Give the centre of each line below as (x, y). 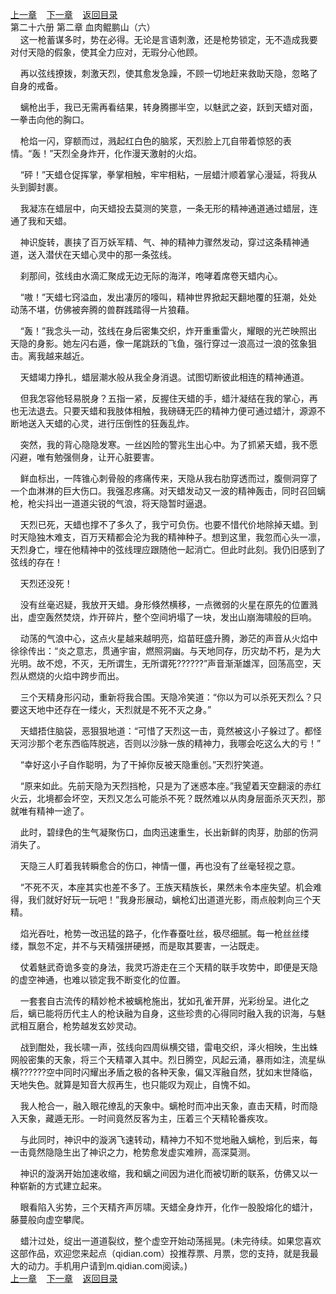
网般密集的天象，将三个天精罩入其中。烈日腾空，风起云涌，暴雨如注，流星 (163, 1059)
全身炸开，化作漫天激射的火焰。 (136, 153)
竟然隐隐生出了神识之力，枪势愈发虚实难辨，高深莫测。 (141, 1152)
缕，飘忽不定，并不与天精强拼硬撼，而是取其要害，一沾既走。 (137, 946)
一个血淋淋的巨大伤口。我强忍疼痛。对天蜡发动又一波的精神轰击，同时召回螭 (168, 491)
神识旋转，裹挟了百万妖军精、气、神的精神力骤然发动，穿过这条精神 (160, 242)
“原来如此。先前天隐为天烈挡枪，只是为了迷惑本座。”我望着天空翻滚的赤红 (170, 786)
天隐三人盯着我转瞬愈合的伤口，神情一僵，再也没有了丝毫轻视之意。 (160, 866)
